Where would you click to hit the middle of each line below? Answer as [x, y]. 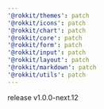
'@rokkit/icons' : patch [47, 23]
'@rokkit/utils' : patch [47, 75]
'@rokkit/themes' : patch [48, 16]
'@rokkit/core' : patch [45, 38]
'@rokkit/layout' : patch [48, 60]
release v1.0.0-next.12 [43, 97]
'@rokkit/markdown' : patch [52, 68]
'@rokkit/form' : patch [45, 45]
